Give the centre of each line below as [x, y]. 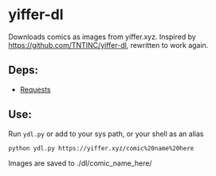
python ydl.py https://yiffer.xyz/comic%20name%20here [101, 148]
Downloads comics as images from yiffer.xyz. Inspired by [102, 37]
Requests [35, 89]
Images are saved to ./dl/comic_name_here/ [81, 163]
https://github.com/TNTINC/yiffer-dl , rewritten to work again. [108, 45]
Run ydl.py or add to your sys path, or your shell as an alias [106, 134]
